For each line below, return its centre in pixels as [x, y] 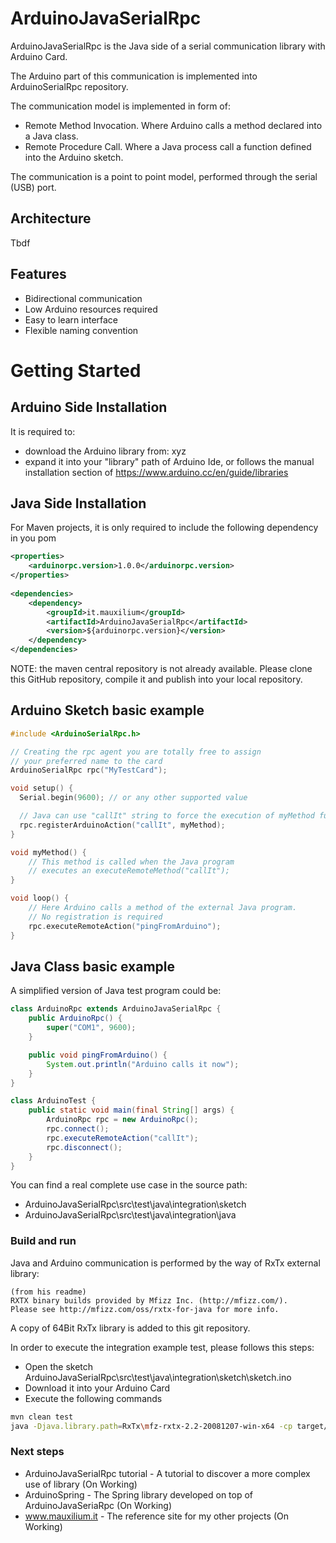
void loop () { [40, 898]
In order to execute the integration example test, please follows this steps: [162, 1347]
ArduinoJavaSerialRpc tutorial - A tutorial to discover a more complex [167, 1473]
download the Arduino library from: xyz [105, 451]
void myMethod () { [48, 852]
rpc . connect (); [78, 1129]
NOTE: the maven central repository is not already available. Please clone [161, 668]
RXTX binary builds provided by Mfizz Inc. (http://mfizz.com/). [149, 1300]
